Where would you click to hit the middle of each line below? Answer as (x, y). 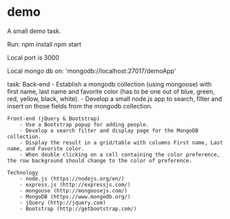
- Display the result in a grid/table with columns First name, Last (122, 142)
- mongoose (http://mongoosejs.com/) (74, 191)
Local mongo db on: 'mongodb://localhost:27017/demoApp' (92, 71)
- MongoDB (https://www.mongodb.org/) (75, 196)
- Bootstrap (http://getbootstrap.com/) (78, 209)
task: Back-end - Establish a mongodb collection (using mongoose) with (109, 84)
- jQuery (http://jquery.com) (63, 203)
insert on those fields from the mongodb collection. (80, 106)
